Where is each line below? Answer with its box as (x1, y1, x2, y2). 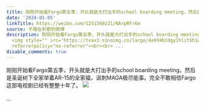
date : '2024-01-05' (6, 15, 56, 21)
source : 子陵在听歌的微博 (6, 26, 65, 32)
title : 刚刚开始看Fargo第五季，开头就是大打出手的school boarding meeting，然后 (6, 9, 198, 15)
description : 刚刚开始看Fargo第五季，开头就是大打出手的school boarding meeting (6, 32, 200, 38)
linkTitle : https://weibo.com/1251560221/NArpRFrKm (6, 20, 140, 26)
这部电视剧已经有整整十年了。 (6, 81, 81, 89)
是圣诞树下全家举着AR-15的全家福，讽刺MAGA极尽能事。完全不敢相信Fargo (6, 74, 196, 81)
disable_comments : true (6, 49, 67, 55)
